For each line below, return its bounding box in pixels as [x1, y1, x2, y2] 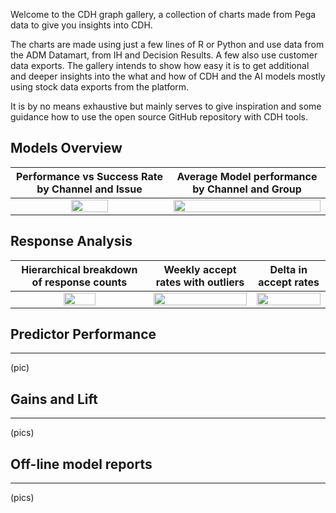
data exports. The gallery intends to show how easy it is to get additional [10, 60, 310, 71]
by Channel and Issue [36, 182, 143, 196]
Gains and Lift [10, 390, 98, 408]
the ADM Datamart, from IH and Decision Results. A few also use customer [10, 49, 318, 61]
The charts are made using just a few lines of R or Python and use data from [10, 39, 325, 50]
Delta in [269, 262, 308, 276]
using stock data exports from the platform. [10, 81, 190, 93]
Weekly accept [163, 262, 237, 276]
